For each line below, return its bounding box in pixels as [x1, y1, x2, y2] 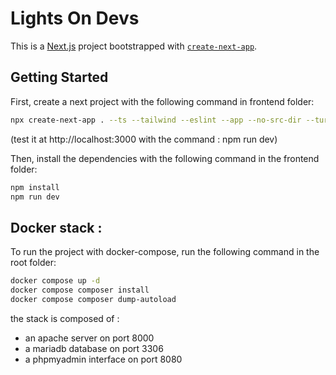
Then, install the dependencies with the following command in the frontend [10, 152, 320, 164]
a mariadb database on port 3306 [24, 342, 164, 354]
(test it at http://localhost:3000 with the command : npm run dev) [10, 133, 278, 145]
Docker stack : [10, 219, 103, 236]
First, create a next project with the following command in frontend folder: [10, 95, 315, 107]
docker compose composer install [10, 285, 150, 296]
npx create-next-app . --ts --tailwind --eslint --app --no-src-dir [10, 115, 302, 125]
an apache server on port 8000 [24, 332, 155, 344]
